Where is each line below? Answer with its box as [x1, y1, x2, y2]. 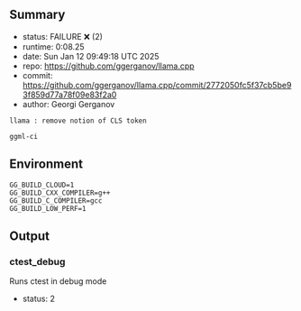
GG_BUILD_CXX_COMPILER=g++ [9, 188, 111, 197]
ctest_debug [9, 255, 66, 268]
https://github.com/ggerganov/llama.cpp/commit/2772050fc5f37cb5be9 [22, 79, 292, 90]
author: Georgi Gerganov [22, 98, 115, 109]
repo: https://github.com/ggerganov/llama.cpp [22, 60, 196, 71]
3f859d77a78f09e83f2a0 [22, 89, 117, 100]
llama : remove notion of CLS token [9, 116, 147, 125]
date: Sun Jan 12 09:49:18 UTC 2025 [22, 50, 160, 61]
